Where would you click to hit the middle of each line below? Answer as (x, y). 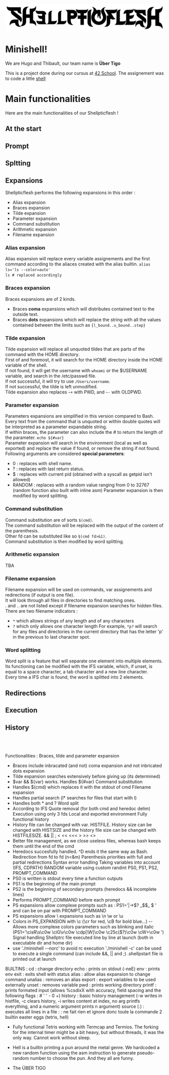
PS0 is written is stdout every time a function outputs (68, 878)
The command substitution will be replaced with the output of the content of (84, 525)
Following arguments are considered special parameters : (65, 454)
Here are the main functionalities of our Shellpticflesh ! (62, 113)
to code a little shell (25, 79)
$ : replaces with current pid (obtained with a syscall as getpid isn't (82, 474)
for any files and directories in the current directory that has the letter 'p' (88, 632)
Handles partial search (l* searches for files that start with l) (75, 797)
